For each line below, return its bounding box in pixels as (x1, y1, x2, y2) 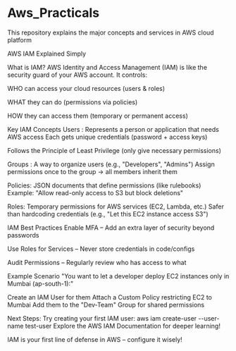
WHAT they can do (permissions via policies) (7, 97, 138, 106)
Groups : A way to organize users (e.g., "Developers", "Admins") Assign (7, 160, 215, 168)
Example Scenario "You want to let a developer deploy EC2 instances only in (7, 271, 230, 280)
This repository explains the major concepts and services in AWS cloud (7, 28, 214, 37)
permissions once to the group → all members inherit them (7, 167, 178, 175)
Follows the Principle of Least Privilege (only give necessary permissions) (7, 146, 222, 154)
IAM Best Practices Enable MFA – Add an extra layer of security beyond (7, 223, 215, 232)
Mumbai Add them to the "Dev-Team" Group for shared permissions (7, 300, 205, 309)
